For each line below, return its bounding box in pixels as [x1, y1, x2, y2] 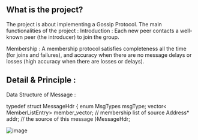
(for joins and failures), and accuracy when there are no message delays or [6, 51, 192, 59]
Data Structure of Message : [6, 91, 76, 98]
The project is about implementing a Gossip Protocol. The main [6, 20, 162, 28]
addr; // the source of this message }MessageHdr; [6, 115, 131, 122]
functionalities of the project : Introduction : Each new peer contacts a [6, 27, 179, 34]
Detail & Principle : [6, 75, 76, 86]
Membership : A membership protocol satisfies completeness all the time [6, 45, 187, 52]
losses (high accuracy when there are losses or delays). [6, 57, 145, 65]
